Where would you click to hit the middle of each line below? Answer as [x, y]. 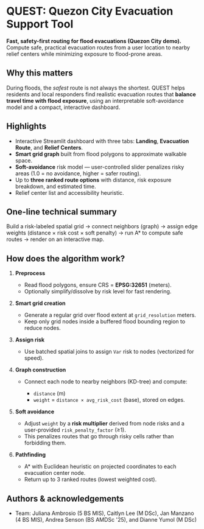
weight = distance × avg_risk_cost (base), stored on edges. [109, 400]
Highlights [26, 126]
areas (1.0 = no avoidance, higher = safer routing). [78, 173]
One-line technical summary [62, 212]
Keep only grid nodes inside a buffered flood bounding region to [105, 321]
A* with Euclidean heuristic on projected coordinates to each [100, 466]
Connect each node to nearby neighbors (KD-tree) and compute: [106, 382]
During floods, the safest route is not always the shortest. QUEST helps [96, 88]
